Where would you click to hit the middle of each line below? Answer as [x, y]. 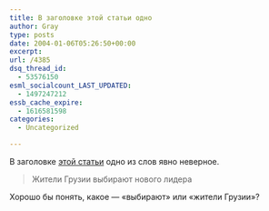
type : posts [32, 35]
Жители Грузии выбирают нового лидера [112, 179]
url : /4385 [30, 60]
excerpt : [26, 52]
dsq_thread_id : [38, 69]
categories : [32, 119]
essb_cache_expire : [46, 102]
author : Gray [34, 26]
